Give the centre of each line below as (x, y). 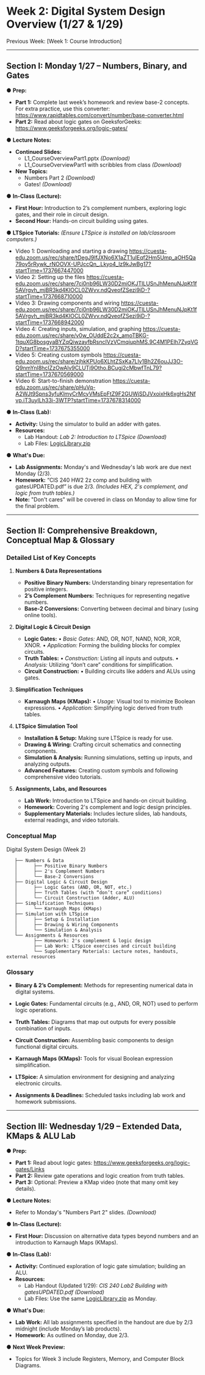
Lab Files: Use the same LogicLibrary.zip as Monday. (91, 1298)
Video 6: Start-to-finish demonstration (63, 380)
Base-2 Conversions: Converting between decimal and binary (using (111, 609)
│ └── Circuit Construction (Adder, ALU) (75, 898)
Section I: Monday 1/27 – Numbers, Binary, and (97, 66)
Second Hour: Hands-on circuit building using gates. (81, 220)
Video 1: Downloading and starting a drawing (71, 251)
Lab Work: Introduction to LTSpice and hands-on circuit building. (106, 800)
